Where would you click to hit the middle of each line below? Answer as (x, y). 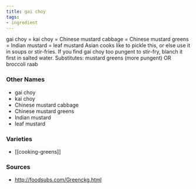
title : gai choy (26, 11)
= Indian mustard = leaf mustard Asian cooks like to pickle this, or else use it (98, 45)
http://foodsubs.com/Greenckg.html (58, 180)
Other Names (26, 79)
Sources (18, 167)
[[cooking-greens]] (38, 151)
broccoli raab (22, 64)
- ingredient (22, 22)
